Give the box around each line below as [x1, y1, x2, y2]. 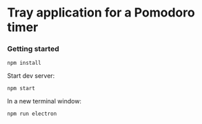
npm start [7, 85, 36, 92]
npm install [7, 60, 41, 67]
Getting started [7, 44, 60, 54]
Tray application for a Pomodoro [7, 5, 195, 21]
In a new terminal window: [7, 97, 81, 105]
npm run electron [7, 110, 57, 118]
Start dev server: [7, 72, 55, 80]
